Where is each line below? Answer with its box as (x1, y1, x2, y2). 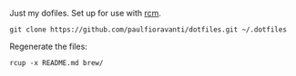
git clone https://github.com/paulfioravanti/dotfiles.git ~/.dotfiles (9, 25, 287, 34)
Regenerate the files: (9, 41, 88, 52)
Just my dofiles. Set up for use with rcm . (9, 8, 162, 18)
